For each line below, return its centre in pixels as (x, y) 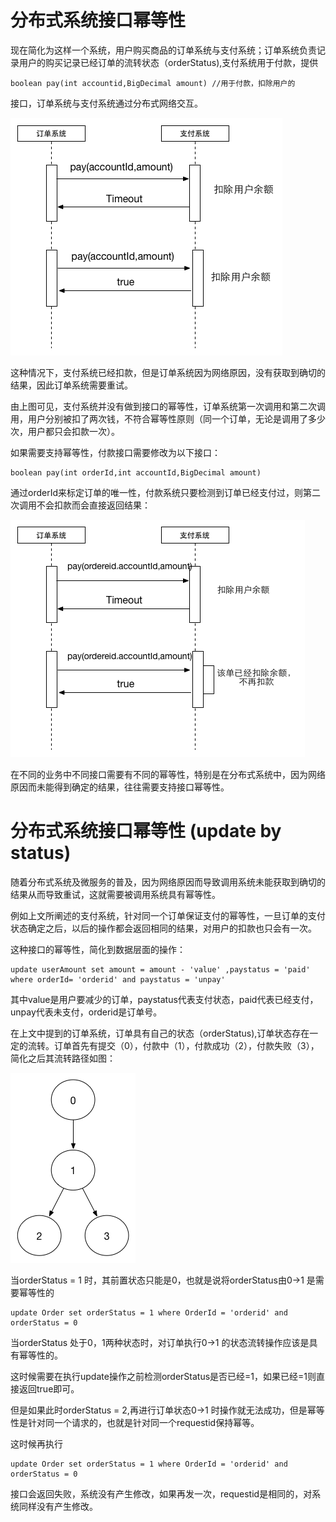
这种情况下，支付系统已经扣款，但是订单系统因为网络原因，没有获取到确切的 (168, 372)
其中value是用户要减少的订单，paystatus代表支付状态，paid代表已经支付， (164, 999)
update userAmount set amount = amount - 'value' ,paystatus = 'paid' (160, 969)
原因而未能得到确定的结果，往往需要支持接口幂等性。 (120, 787)
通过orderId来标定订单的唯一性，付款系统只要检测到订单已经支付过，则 (156, 492)
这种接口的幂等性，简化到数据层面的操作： (98, 949)
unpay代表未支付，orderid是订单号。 (86, 1012)
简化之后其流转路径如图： (63, 1058)
